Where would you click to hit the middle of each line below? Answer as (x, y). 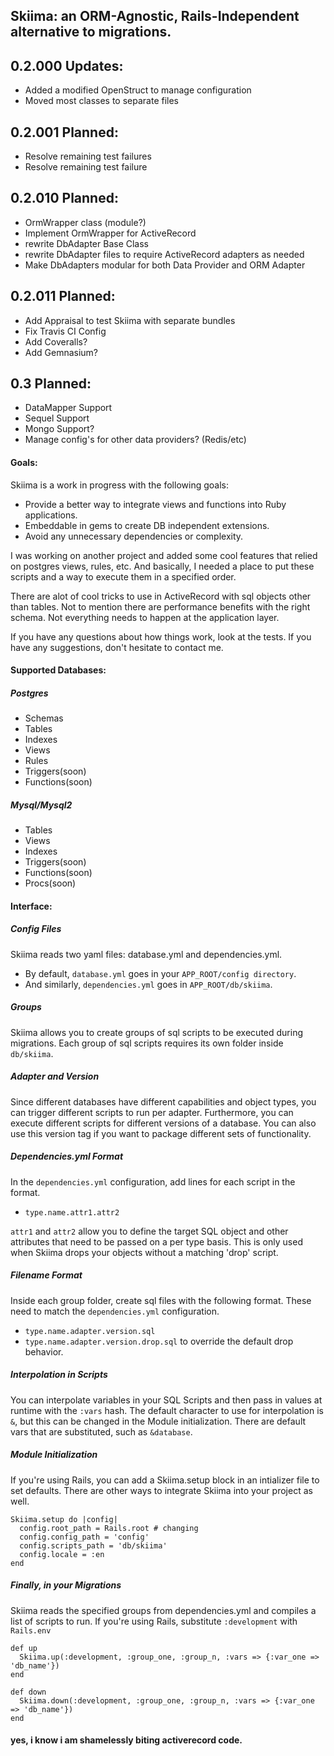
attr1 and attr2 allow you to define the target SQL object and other (149, 1231)
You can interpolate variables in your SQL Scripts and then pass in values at (166, 1400)
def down (28, 1692)
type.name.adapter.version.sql (90, 1331)
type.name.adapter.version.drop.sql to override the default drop (159, 1341)
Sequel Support (57, 418)
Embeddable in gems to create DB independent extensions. (147, 525)
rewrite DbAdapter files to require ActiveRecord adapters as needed (164, 254)
